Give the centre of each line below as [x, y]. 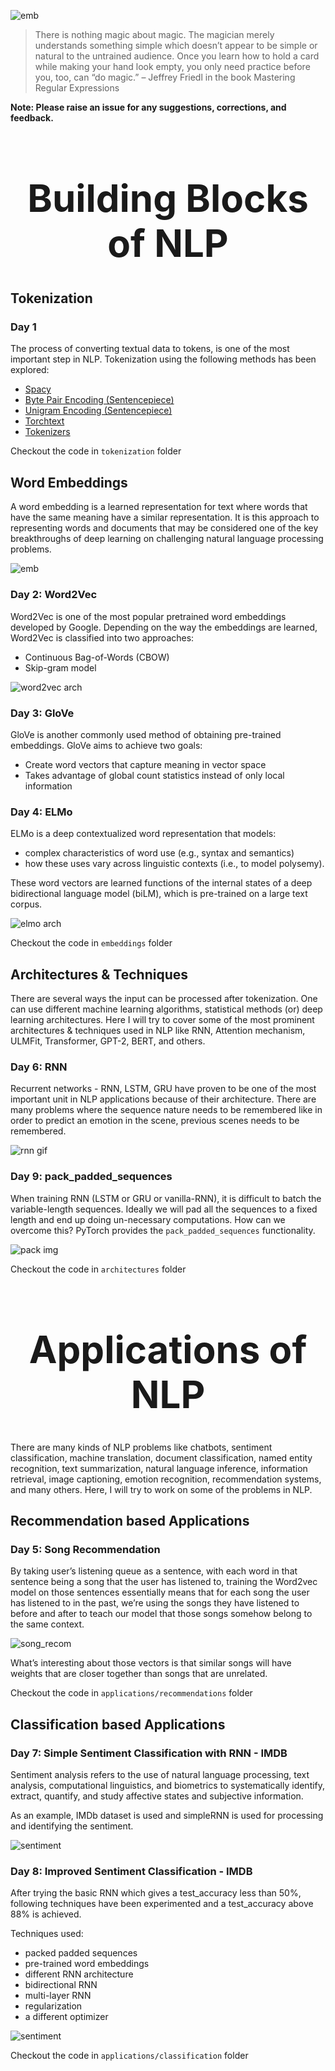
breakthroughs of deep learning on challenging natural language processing [167, 539]
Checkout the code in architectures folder [98, 1269]
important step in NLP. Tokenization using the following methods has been [163, 359]
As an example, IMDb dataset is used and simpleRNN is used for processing [167, 1816]
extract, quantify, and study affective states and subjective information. [157, 1796]
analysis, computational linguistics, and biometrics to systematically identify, [168, 1786]
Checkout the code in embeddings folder [91, 943]
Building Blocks [168, 198]
